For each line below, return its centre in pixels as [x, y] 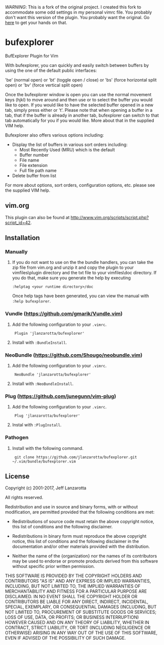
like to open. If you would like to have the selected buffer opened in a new [79, 105]
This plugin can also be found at [37, 217]
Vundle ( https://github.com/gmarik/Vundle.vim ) [64, 314]
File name [29, 160]
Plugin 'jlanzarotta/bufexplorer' [50, 333]
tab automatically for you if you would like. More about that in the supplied [80, 120]
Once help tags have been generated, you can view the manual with [81, 296]
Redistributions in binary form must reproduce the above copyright [79, 536]
